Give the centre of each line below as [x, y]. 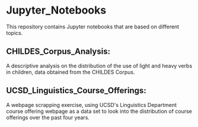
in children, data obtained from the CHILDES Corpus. [71, 72]
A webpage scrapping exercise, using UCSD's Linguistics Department [91, 105]
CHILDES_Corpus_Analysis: [58, 52]
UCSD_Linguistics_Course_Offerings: [76, 91]
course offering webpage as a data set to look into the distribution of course [99, 111]
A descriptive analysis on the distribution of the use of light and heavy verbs [99, 66]
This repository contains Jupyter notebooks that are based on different [93, 27]
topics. [15, 32]
